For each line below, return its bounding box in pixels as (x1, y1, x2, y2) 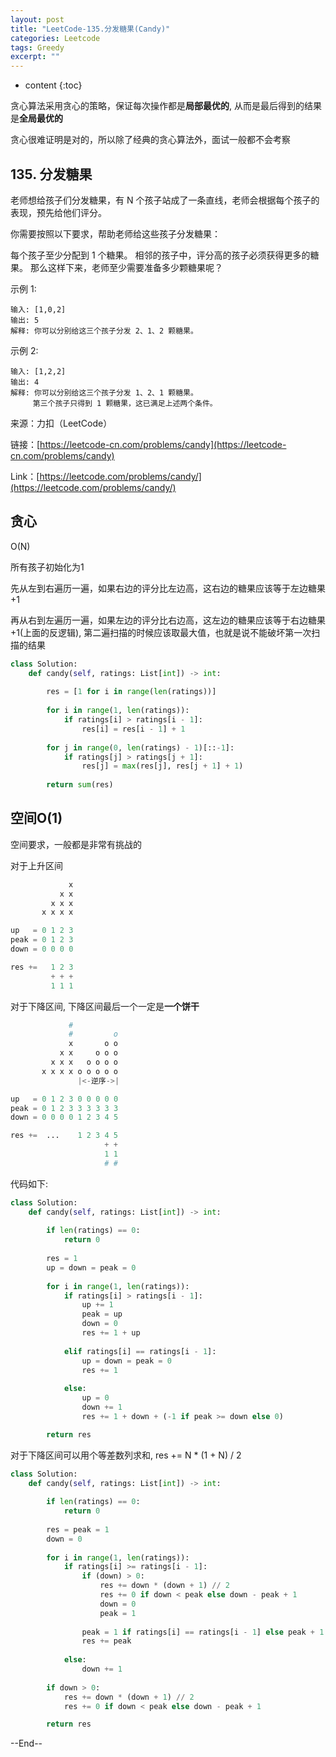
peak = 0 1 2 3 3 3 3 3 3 (10, 1103, 119, 1113)
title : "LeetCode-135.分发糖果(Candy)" (10, 24, 171, 34)
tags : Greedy (10, 42, 65, 53)
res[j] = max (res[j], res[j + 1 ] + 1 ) (81, 761, 244, 771)
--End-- (10, 1737, 43, 1750)
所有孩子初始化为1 (10, 561, 85, 573)
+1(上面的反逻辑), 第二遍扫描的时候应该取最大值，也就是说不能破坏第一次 (10, 626, 312, 638)
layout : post (10, 14, 65, 25)
